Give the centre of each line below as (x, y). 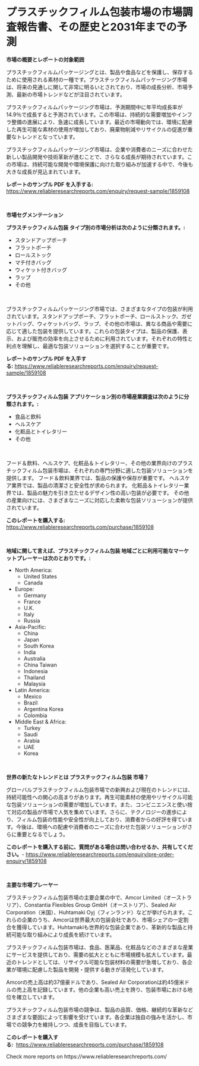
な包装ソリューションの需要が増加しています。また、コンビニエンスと (91, 804)
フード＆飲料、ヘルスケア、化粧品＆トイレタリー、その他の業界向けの (92, 463)
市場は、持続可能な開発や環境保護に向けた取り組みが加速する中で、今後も (102, 164)
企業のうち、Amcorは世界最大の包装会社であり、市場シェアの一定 (102, 920)
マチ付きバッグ (33, 262)
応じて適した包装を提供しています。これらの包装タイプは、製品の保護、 (94, 331)
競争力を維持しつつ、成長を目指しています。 (76, 1024)
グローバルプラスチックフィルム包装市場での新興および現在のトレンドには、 (100, 790)
